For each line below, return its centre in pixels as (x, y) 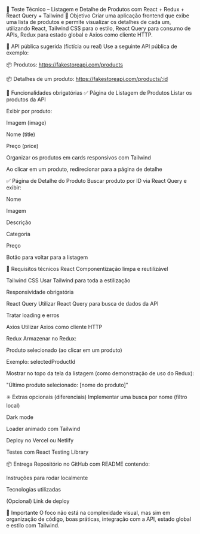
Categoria (19, 234)
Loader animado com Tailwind (43, 429)
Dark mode (20, 417)
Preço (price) (22, 146)
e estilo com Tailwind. (33, 525)
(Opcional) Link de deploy (38, 501)
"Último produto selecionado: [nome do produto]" (67, 385)
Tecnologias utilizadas (34, 489)
